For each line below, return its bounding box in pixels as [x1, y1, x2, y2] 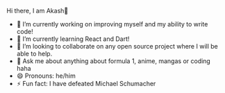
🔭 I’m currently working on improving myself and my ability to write [16, 20, 208, 28]
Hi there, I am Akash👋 [6, 7, 69, 15]
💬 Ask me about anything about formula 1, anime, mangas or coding [16, 57, 211, 65]
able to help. [16, 49, 53, 58]
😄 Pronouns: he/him [16, 71, 76, 80]
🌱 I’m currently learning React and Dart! [16, 35, 130, 43]
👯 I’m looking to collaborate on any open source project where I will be [16, 42, 218, 50]
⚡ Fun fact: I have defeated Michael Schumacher [16, 80, 156, 87]
